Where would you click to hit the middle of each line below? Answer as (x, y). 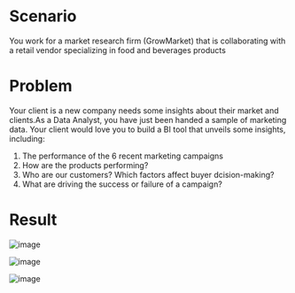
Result (33, 220)
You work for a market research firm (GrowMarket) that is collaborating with (147, 41)
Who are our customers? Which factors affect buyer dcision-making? (148, 174)
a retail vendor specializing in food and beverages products (117, 50)
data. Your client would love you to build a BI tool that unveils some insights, (147, 129)
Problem (41, 86)
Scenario (43, 16)
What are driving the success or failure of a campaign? (122, 184)
